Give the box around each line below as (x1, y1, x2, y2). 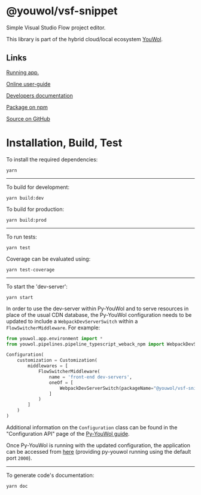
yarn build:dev (6, 195, 44, 201)
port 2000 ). (6, 454, 32, 462)
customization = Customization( (17, 357, 98, 363)
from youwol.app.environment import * (6, 335, 103, 341)
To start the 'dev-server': (6, 283, 68, 290)
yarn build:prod (6, 217, 47, 223)
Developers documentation (6, 91, 73, 99)
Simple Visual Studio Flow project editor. (6, 24, 106, 31)
